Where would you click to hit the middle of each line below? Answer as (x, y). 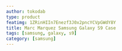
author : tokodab (26, 11)
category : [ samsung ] (31, 39)
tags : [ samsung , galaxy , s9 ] (41, 33)
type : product (23, 17)
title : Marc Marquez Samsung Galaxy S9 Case (61, 28)
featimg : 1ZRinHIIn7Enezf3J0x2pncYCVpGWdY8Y (61, 22)
